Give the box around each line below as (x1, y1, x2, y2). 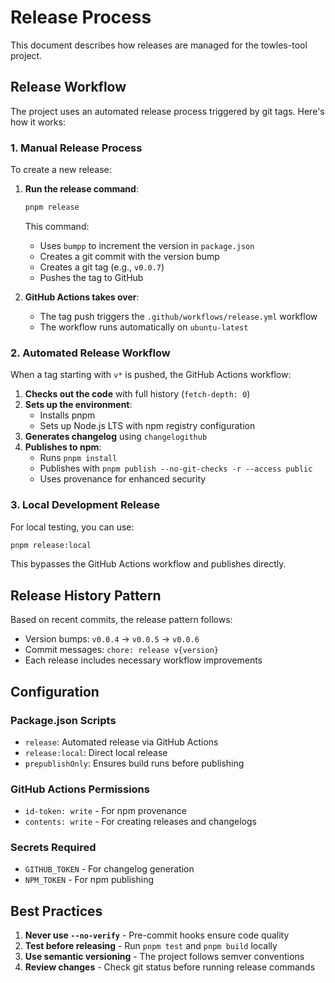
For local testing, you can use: (10, 521, 135, 533)
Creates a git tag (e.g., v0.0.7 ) (39, 261, 165, 273)
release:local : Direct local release (24, 746, 168, 758)
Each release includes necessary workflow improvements (24, 654, 263, 666)
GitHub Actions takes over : (24, 291, 140, 303)
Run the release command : (24, 183, 139, 195)
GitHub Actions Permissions (10, 782, 150, 796)
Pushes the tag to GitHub (39, 271, 144, 283)
